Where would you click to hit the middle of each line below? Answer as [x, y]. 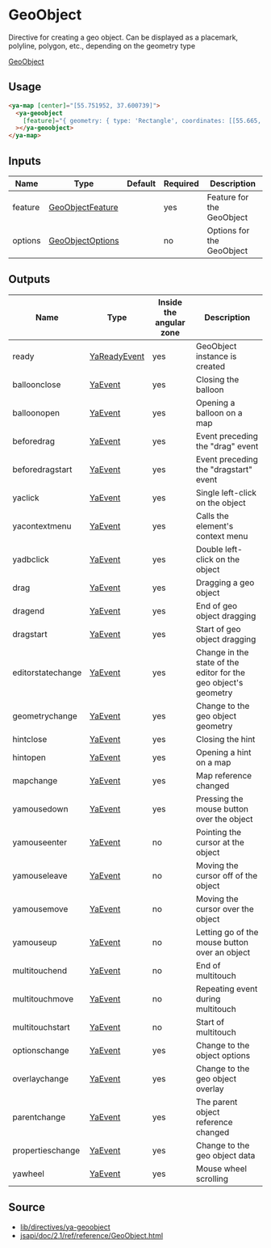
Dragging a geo [225, 582]
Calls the [213, 516]
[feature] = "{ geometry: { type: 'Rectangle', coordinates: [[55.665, [142, 120]
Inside [171, 302]
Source [27, 1207]
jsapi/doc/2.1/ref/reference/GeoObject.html [92, 1235]
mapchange [35, 780]
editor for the [221, 672]
